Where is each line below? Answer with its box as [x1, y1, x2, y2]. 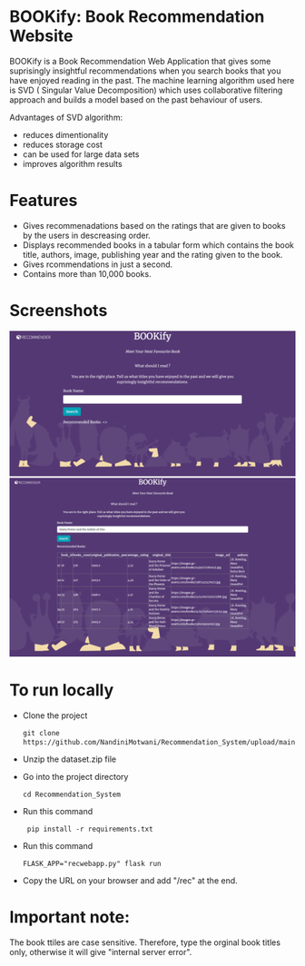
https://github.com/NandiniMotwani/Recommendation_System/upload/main [22, 737, 296, 746]
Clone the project [22, 710, 88, 721]
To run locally [9, 679, 114, 700]
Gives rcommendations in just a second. [22, 259, 173, 270]
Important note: [9, 906, 130, 927]
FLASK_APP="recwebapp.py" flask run [22, 859, 162, 868]
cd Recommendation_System [22, 790, 121, 799]
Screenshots [9, 301, 108, 321]
